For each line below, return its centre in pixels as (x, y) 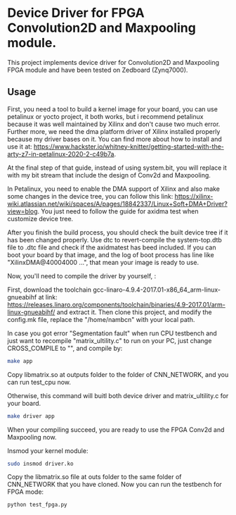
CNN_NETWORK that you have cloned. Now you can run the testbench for (115, 485)
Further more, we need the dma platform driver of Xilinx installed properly (114, 131)
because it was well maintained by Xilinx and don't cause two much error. (114, 124)
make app (20, 361)
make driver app (31, 416)
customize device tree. (40, 218)
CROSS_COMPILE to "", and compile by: (65, 348)
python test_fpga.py (38, 505)
